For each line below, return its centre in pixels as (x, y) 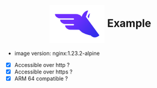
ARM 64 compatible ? (41, 79)
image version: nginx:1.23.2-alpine (57, 53)
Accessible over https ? (43, 72)
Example (129, 23)
